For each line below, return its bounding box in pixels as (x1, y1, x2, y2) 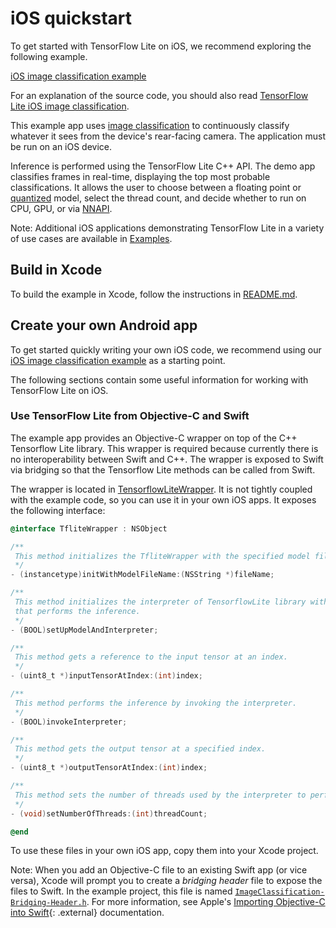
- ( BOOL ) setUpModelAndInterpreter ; (10, 625, 159, 635)
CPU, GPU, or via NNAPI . (10, 202, 113, 214)
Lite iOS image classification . (10, 100, 130, 112)
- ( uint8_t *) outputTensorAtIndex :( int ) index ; (10, 763, 208, 773)
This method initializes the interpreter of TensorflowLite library (14, 597, 307, 607)
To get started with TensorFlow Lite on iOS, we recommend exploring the (10, 40, 312, 52)
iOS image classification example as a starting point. (10, 354, 226, 366)
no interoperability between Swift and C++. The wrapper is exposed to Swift (10, 453, 324, 465)
